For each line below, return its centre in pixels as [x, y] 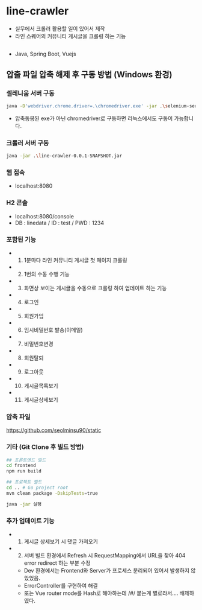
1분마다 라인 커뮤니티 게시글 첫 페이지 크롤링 [75, 260]
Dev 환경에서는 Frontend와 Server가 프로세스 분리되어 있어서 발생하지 [107, 570]
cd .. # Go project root [37, 488]
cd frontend [21, 466]
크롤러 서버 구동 [28, 143]
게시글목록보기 [41, 386]
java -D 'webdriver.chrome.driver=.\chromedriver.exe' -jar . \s [87, 106]
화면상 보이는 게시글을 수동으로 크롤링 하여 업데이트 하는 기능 [95, 288]
